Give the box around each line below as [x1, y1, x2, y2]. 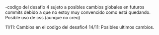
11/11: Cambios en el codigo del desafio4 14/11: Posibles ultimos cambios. [5, 24, 155, 30]
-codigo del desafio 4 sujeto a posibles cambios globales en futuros [5, 4, 145, 10]
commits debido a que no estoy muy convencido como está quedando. [5, 9, 151, 15]
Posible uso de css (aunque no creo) [5, 15, 80, 20]
